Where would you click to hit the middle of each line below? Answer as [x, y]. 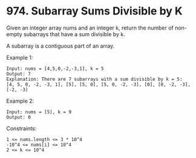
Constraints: [21, 128]
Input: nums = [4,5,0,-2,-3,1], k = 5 [55, 68]
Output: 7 [19, 74]
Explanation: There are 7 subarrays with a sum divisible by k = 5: [94, 79]
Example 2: [20, 101]
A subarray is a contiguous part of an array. [60, 46]
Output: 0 [19, 117]
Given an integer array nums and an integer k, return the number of [90, 28]
